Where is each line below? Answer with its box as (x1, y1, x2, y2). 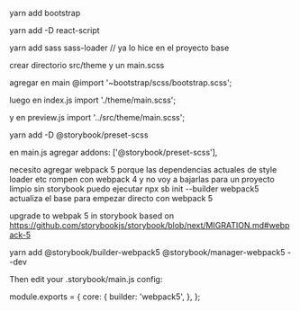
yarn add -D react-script (9, 25, 101, 35)
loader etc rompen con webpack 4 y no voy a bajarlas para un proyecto (9, 174, 275, 184)
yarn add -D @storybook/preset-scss (9, 129, 149, 140)
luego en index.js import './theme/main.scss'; (9, 94, 177, 105)
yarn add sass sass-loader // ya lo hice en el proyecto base (9, 42, 230, 53)
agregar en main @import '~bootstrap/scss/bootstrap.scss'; (9, 77, 232, 88)
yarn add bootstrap (9, 8, 81, 18)
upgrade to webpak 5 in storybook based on (9, 210, 174, 221)
